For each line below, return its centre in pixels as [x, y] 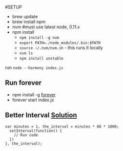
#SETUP [13, 7]
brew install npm [29, 22]
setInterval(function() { [36, 131]
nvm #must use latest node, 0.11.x [46, 27]
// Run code [26, 135]
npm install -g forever [34, 94]
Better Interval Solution [41, 115]
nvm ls [26, 53]
